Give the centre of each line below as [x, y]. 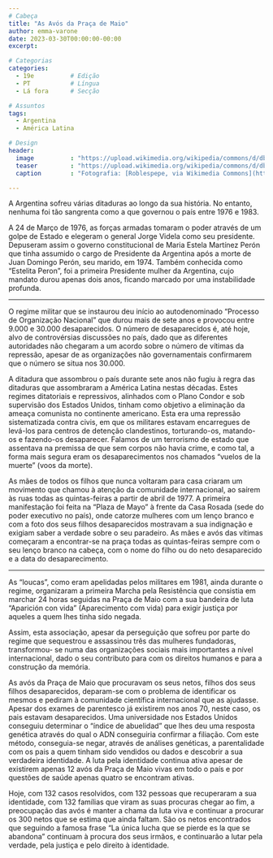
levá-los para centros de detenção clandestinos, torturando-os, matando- [132, 431]
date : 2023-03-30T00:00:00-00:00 [65, 39]
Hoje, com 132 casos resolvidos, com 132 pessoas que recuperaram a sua [133, 794]
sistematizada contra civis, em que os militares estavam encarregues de [129, 422]
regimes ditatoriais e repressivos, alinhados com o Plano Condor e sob [127, 396]
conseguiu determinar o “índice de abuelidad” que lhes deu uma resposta [132, 726]
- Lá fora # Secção [58, 91]
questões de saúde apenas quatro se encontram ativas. [102, 778]
